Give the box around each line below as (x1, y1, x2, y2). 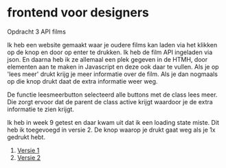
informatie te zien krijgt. (7, 105, 74, 113)
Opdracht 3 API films (7, 27, 67, 36)
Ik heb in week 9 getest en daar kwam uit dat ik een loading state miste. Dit (7, 118, 220, 126)
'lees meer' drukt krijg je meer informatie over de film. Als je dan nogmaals (7, 70, 218, 78)
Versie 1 (16, 146, 40, 154)
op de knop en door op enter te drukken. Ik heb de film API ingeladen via (7, 48, 213, 56)
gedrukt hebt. (7, 132, 46, 141)
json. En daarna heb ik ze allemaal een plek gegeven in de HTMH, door (7, 55, 208, 63)
